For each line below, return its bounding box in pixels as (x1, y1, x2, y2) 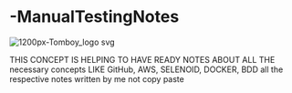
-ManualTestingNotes (9, 6, 180, 27)
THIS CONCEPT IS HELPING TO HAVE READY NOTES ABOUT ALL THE (9, 54, 276, 65)
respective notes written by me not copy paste (9, 73, 184, 84)
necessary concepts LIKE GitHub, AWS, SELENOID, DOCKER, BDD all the (9, 64, 284, 75)
